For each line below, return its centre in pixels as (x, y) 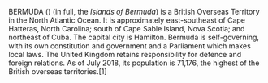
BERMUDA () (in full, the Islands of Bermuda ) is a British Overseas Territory (134, 12)
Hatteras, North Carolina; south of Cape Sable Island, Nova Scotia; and (127, 29)
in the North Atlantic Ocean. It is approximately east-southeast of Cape (127, 20)
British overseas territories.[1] (58, 71)
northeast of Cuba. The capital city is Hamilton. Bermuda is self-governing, (134, 37)
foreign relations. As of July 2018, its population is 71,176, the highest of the (134, 63)
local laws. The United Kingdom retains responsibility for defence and (125, 54)
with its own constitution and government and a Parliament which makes (130, 46)
